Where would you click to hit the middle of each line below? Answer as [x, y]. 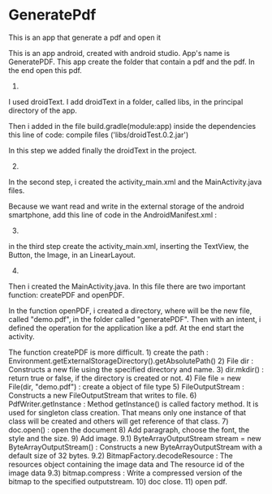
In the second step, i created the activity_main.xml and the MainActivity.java [135, 182]
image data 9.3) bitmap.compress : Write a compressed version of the [125, 473]
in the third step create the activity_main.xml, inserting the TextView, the [129, 246]
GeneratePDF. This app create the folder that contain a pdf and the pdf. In [132, 62]
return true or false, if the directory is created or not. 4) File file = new [125, 378]
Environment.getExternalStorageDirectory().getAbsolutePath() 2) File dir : [131, 361]
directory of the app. [43, 110]
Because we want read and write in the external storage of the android [127, 206]
